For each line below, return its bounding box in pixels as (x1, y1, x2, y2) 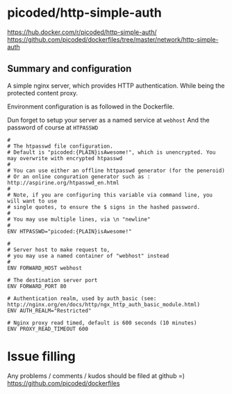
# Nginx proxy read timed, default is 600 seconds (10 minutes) (7, 319, 197, 326)
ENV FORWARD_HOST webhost (7, 265, 82, 271)
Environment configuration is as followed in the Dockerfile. (7, 102, 175, 111)
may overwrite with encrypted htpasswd (7, 155, 123, 161)
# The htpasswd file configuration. (7, 143, 113, 150)
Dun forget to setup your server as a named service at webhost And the (7, 116, 210, 124)
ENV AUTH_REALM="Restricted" (7, 307, 92, 314)
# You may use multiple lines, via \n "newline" (7, 216, 151, 223)
